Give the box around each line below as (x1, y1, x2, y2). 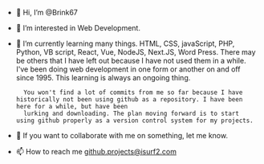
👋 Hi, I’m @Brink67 (15, 8, 79, 17)
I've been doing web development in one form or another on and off (15, 64, 241, 74)
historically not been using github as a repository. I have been (15, 96, 243, 104)
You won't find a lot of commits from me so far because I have (23, 88, 243, 96)
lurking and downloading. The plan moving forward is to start (23, 109, 239, 117)
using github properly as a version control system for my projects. (15, 117, 254, 125)
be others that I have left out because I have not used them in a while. (15, 56, 246, 65)
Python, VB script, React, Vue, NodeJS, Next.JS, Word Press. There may (15, 47, 256, 56)
